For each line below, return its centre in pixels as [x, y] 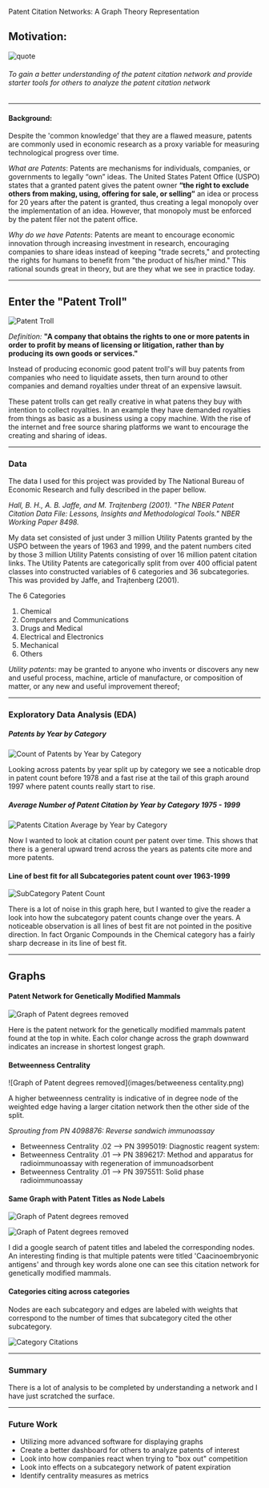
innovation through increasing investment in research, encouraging [119, 243]
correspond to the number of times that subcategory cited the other [120, 1317]
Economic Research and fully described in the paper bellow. [107, 490]
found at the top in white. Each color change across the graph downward [129, 1038]
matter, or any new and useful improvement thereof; [94, 686]
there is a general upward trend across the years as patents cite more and [130, 849]
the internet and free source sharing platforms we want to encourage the [128, 427]
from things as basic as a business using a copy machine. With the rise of [130, 419]
